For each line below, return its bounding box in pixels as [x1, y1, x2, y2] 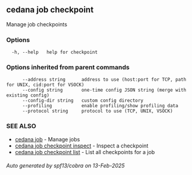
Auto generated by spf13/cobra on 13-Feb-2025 [6, 162, 125, 170]
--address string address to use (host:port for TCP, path [22, 77, 187, 83]
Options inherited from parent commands [6, 63, 130, 71]
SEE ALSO [6, 122, 37, 131]
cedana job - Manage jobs [14, 135, 80, 143]
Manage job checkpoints [6, 20, 68, 28]
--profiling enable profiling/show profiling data [22, 103, 179, 109]
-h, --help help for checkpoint [11, 49, 98, 56]
